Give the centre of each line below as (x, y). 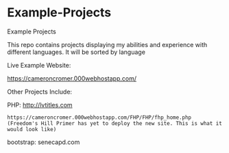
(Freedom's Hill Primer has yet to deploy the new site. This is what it (115, 123)
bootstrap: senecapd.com (44, 142)
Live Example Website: (39, 65)
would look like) (32, 129)
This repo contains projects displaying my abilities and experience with (107, 44)
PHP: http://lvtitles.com (40, 105)
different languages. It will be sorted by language (76, 52)
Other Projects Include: (40, 92)
